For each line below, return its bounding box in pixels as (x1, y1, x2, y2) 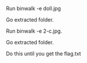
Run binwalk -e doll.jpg (6, 5, 61, 12)
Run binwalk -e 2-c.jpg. (6, 27, 63, 34)
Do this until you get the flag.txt (6, 50, 81, 57)
